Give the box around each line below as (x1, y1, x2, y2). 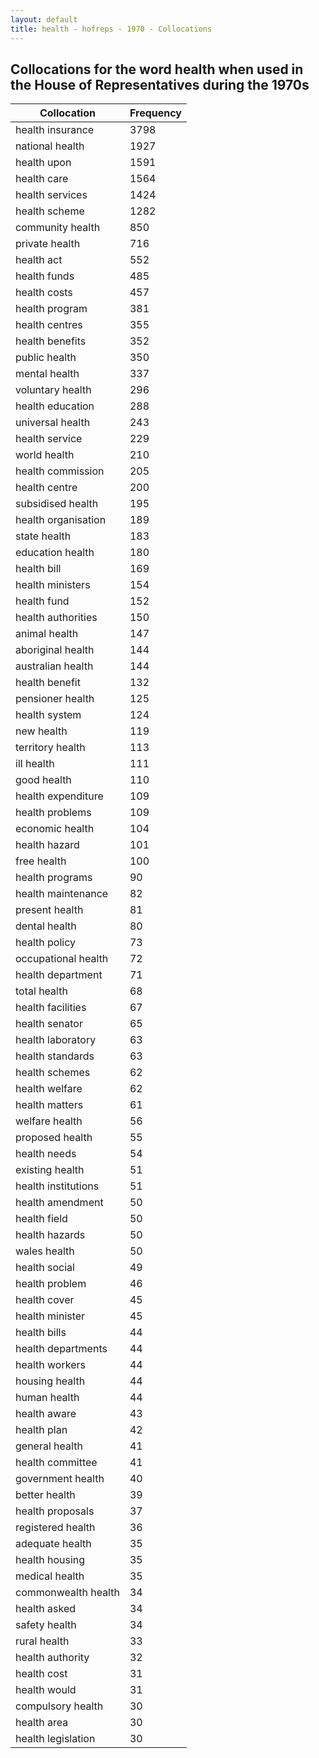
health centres (15, 318, 83, 332)
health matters (15, 1098, 84, 1112)
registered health (15, 1521, 96, 1535)
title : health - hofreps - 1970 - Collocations (10, 24, 213, 34)
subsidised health (15, 497, 99, 511)
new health (15, 724, 68, 738)
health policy (15, 936, 76, 950)
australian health (15, 659, 94, 673)
